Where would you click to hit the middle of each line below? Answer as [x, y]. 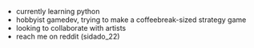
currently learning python [58, 11]
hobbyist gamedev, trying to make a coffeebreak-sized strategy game [131, 20]
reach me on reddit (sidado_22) [68, 36]
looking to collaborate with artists [71, 28]
